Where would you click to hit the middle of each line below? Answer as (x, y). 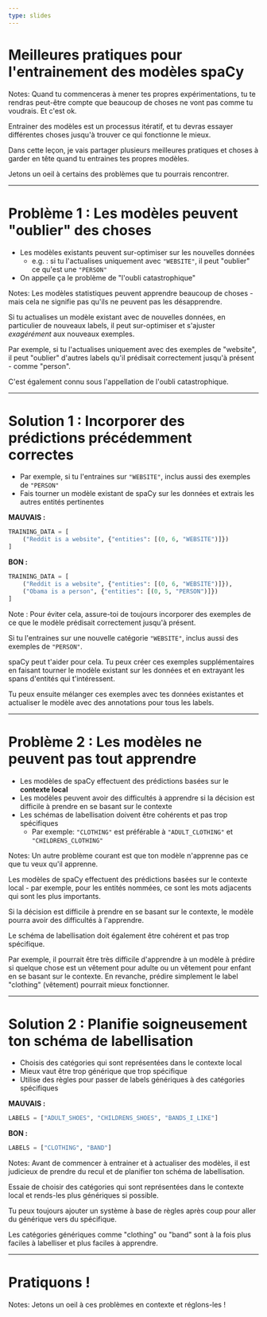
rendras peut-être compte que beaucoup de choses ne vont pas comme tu (131, 102)
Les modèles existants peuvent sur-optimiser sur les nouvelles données (137, 252)
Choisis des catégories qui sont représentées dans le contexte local (131, 1063)
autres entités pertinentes (62, 502)
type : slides (30, 15)
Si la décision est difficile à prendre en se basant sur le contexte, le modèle (131, 912)
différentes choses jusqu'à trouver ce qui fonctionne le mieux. (110, 134)
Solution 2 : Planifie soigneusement (128, 1024)
